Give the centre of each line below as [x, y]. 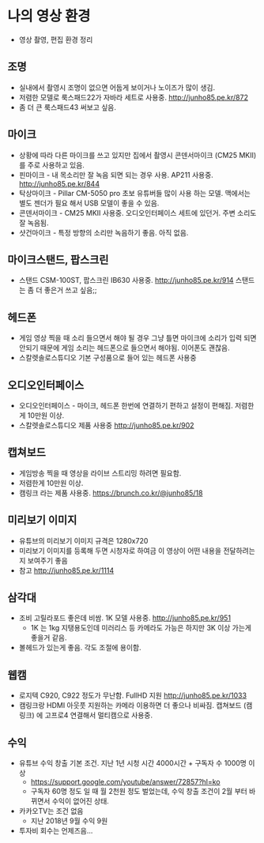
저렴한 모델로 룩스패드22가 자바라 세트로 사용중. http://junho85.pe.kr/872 [133, 97]
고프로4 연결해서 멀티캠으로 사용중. [99, 715]
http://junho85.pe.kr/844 [59, 183]
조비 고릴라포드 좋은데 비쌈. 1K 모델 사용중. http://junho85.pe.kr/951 [124, 618]
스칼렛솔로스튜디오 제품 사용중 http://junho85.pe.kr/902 [106, 425]
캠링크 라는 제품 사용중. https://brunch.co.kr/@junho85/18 [111, 493]
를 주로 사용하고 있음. [51, 165]
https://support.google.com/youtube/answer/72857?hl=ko [125, 782]
